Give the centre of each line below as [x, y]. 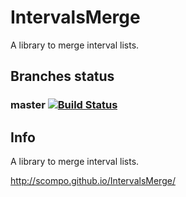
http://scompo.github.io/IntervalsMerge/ [93, 181]
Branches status [62, 76]
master [28, 105]
